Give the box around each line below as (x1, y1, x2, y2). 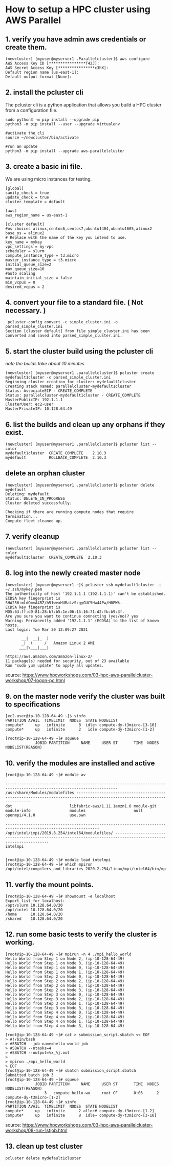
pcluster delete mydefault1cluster (5, 1155, 81, 1161)
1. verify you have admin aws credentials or (5, 35, 146, 43)
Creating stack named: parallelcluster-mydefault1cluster (5, 384, 132, 389)
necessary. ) (5, 306, 46, 315)
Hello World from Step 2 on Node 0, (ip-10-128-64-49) (5, 974, 125, 979)
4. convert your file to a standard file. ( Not (5, 298, 143, 307)
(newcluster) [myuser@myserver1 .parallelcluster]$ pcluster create (5, 370, 155, 376)
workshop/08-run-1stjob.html (5, 1127, 68, 1133)
